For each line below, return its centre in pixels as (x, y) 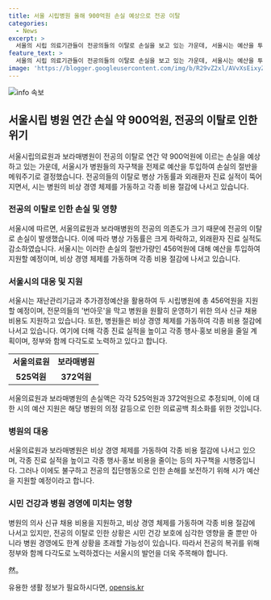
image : (19, 69)
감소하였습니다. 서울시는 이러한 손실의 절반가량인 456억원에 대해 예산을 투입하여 (134, 248)
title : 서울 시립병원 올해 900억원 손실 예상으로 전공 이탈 (94, 16)
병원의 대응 (29, 431)
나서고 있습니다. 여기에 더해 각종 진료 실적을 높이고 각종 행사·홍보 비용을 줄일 (129, 331)
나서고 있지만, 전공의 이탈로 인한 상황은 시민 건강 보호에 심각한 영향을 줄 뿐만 (129, 532)
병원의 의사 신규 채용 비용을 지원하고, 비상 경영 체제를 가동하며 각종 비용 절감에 (132, 523)
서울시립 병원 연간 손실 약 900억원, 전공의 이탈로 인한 (133, 121)
